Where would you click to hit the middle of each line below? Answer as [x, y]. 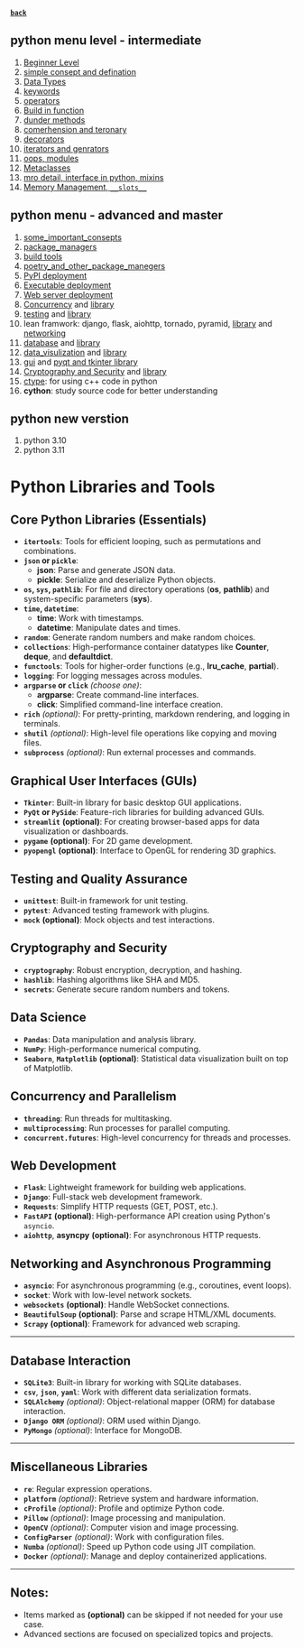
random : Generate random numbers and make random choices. [139, 637]
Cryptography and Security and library [95, 371]
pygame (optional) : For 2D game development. [108, 841]
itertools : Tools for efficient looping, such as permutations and [142, 542]
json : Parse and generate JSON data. [106, 570]
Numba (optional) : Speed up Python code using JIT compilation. [139, 1546]
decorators [44, 139]
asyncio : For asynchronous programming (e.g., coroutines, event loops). [157, 1285]
